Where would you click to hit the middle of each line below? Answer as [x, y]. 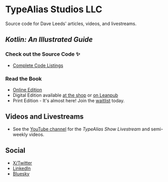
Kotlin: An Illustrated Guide [49, 40]
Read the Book [24, 79]
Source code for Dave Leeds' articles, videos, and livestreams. [71, 24]
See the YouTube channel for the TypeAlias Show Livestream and [81, 129]
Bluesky [21, 174]
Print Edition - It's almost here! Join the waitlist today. [68, 100]
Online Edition [27, 89]
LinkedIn [22, 168]
